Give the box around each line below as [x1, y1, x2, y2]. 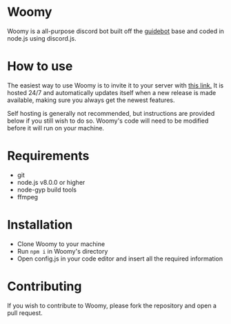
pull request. [7, 308, 43, 317]
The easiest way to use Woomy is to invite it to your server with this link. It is [7, 81, 224, 90]
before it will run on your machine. [7, 123, 105, 132]
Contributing [7, 279, 82, 294]
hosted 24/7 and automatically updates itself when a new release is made [7, 88, 217, 97]
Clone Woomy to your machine [17, 239, 106, 248]
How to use [7, 59, 73, 74]
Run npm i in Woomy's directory [17, 247, 108, 255]
